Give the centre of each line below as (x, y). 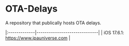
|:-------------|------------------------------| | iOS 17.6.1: (65, 32)
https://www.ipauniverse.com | (38, 38)
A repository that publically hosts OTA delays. (53, 23)
